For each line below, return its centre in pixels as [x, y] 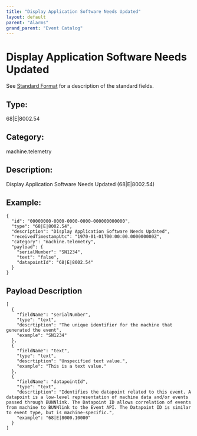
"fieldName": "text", [43, 351]
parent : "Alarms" [27, 22]
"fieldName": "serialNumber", [54, 315]
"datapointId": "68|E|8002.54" [55, 263]
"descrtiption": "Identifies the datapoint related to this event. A [104, 392]
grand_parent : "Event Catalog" [45, 28]
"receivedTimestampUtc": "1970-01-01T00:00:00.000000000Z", [87, 237]
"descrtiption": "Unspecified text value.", [72, 361]
